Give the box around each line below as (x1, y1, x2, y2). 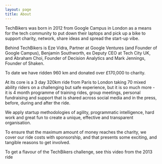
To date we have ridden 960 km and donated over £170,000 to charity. (5, 70, 146, 75)
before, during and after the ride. (5, 100, 71, 106)
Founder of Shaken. (5, 60, 45, 66)
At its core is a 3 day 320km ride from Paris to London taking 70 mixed (5, 79, 146, 85)
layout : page (5, 7, 32, 12)
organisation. (5, 120, 32, 126)
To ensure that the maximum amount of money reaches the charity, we (5, 129, 146, 135)
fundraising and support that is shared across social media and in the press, (5, 94, 157, 100)
